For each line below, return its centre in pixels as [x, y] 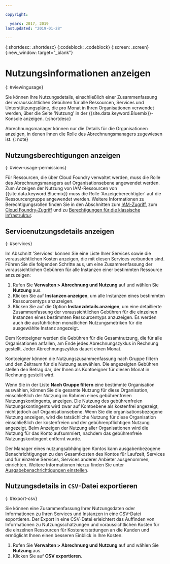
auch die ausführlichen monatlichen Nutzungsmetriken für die [77, 322]
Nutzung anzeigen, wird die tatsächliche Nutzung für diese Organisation [81, 417]
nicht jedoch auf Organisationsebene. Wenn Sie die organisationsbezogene [84, 411]
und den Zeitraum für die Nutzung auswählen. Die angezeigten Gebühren [82, 364]
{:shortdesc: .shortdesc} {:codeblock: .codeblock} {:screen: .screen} [77, 47]
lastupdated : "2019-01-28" [34, 28]
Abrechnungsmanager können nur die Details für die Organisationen [77, 129]
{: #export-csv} [21, 498]
